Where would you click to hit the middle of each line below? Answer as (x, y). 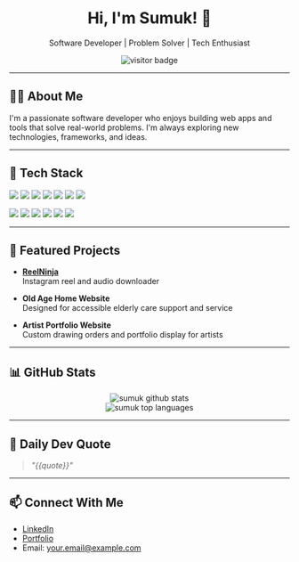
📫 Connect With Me (67, 503)
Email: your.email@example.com (81, 548)
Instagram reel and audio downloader (91, 281)
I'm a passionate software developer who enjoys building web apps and (141, 118)
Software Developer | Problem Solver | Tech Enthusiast (149, 43)
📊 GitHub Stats (53, 372)
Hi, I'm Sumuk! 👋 (149, 18)
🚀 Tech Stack (46, 173)
